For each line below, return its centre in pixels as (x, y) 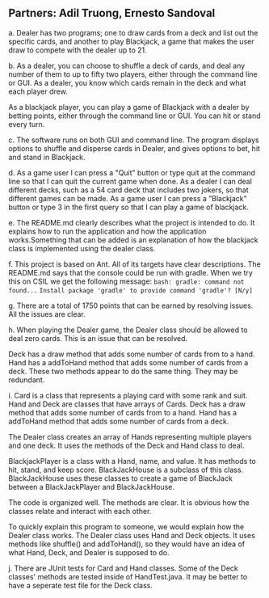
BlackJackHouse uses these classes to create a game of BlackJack (120, 478)
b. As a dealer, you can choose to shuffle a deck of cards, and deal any (127, 65)
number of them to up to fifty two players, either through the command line (133, 74)
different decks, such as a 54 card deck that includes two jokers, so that (128, 190)
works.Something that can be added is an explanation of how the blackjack (133, 240)
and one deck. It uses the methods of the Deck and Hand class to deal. (126, 445)
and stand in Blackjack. (47, 157)
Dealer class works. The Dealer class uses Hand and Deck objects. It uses (132, 535)
